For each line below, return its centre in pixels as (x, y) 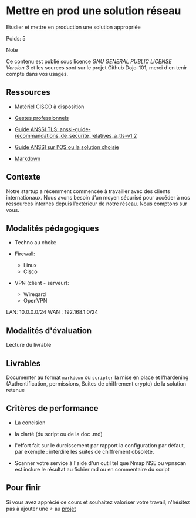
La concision (30, 423)
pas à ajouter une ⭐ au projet (41, 509)
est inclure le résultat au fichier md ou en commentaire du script (92, 469)
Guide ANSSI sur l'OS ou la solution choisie (67, 147)
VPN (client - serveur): (42, 283)
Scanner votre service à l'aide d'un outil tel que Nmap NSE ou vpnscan (100, 463)
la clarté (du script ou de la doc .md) (58, 434)
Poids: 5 (16, 38)
